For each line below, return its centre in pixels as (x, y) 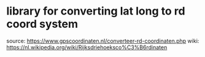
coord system (42, 24)
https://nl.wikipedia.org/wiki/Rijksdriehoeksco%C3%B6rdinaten (87, 47)
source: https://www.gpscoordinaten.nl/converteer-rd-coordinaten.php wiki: (103, 41)
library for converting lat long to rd (96, 11)
